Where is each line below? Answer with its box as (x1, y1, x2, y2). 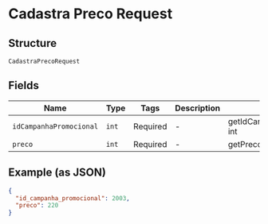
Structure (8, 37, 57, 50)
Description (175, 102, 221, 114)
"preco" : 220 (15, 202, 59, 210)
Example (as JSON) (8, 166, 106, 180)
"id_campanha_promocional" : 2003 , (15, 194, 130, 203)
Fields (8, 79, 40, 92)
